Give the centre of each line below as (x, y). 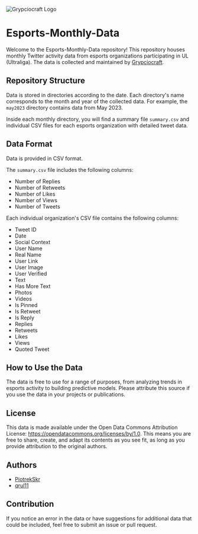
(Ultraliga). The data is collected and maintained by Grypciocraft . (85, 62)
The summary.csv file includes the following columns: (70, 170)
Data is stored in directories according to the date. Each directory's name (95, 95)
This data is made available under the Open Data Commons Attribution (92, 427)
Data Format (29, 144)
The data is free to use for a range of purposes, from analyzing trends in (94, 382)
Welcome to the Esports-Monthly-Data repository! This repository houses (95, 49)
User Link (26, 261)
